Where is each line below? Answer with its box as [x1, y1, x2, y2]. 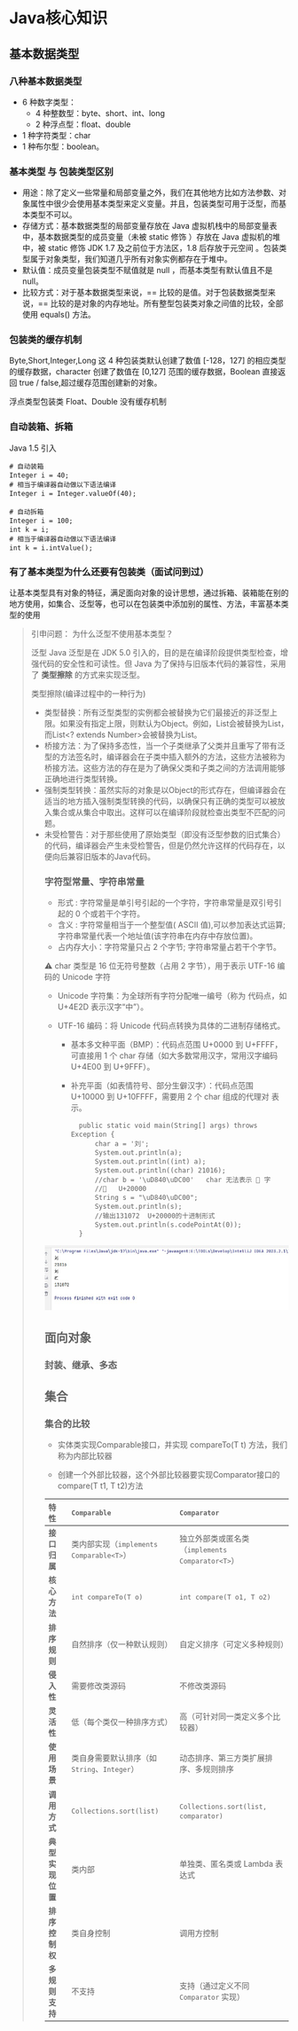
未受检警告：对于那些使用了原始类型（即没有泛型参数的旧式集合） [43, 829, 286, 840]
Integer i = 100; [9, 516, 74, 525]
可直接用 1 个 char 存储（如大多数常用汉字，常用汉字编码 [70, 1050, 278, 1061]
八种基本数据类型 [9, 74, 82, 87]
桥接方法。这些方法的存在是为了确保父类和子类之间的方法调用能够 [43, 763, 286, 773]
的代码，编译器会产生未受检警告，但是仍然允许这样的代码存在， [43, 840, 278, 851]
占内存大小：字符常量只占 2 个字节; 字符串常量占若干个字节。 [57, 942, 281, 953]
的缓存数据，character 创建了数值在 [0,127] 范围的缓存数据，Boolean [9, 366, 261, 377]
